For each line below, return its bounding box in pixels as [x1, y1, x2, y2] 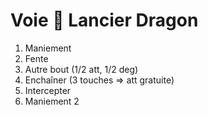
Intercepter [24, 84, 72, 96]
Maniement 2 [24, 95, 80, 107]
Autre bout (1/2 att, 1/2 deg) [24, 63, 139, 75]
